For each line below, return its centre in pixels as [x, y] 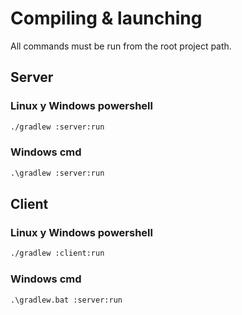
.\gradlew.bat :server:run [66, 300]
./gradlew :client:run [57, 253]
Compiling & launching [106, 18]
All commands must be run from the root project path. [121, 46]
